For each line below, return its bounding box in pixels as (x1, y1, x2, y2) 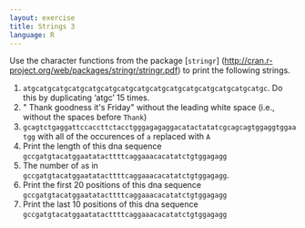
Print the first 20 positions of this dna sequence (22, 180, 202, 191)
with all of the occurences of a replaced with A (37, 131, 211, 142)
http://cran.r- (224, 56, 273, 67)
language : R (9, 30, 55, 39)
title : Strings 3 (9, 22, 76, 31)
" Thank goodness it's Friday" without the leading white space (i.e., (22, 102, 275, 113)
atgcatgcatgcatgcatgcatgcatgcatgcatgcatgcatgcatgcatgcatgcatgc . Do (22, 83, 283, 94)
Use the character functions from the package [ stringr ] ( (9, 56, 225, 67)
